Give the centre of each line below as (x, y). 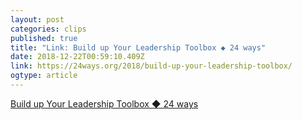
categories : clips (48, 29)
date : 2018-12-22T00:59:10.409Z (77, 57)
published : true (44, 38)
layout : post (37, 19)
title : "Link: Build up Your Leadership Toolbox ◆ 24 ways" (138, 47)
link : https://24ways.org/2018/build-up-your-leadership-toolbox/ (151, 66)
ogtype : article (44, 76)
